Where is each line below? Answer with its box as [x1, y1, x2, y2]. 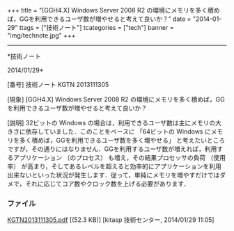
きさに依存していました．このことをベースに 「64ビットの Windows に [7, 127, 211, 136]
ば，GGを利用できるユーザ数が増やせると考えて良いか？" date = [7, 15, 192, 23]
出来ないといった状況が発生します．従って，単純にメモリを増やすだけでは [7, 171, 220, 179]
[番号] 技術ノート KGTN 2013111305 [7, 81, 109, 88]
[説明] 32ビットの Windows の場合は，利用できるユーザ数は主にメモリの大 [7, 119, 221, 127]
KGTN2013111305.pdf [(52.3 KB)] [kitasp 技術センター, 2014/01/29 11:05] [7, 216, 214, 224]
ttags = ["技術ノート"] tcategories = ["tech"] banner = [19, 24, 174, 31]
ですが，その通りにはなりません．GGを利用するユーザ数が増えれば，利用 [7, 145, 217, 153]
